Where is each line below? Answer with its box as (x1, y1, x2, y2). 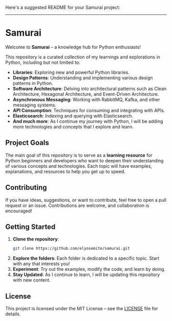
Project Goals (5, 138, 50, 147)
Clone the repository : (12, 236, 59, 242)
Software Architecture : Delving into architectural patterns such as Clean (12, 85, 167, 92)
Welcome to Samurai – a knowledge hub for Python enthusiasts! (5, 44, 141, 50)
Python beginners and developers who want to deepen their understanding (5, 157, 164, 163)
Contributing (5, 183, 47, 192)
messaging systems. (12, 102, 56, 108)
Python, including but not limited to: (5, 59, 80, 66)
